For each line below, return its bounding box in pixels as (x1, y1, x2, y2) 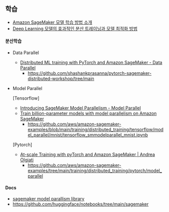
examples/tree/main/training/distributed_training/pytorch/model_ (27, 167, 162, 174)
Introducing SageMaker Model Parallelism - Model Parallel (20, 105, 141, 111)
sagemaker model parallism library (12, 196, 85, 202)
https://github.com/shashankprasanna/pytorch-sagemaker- (27, 70, 152, 76)
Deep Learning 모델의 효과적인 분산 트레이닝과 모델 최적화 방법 (12, 25, 138, 31)
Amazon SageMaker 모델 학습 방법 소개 (12, 19, 92, 25)
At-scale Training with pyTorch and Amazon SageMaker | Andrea (20, 151, 155, 158)
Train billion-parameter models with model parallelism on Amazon (20, 110, 157, 116)
